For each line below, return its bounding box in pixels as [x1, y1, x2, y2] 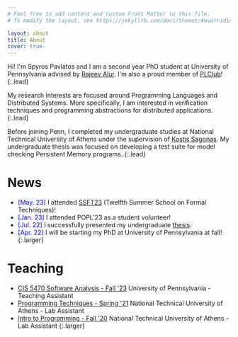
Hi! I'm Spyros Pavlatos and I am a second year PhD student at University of [7, 62, 229, 71]
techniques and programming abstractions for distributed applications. [7, 106, 214, 115]
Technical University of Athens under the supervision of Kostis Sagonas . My [7, 135, 229, 144]
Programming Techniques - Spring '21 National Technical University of [17, 299, 223, 307]
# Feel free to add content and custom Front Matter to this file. [7, 10, 211, 18]
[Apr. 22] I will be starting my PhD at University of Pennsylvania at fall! [17, 228, 222, 237]
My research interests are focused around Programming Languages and [7, 91, 218, 100]
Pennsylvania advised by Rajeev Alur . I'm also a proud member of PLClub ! [7, 70, 223, 79]
